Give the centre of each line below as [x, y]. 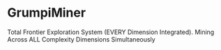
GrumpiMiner [46, 13]
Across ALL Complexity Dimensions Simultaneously [81, 39]
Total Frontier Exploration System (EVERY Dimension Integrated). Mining [111, 32]
